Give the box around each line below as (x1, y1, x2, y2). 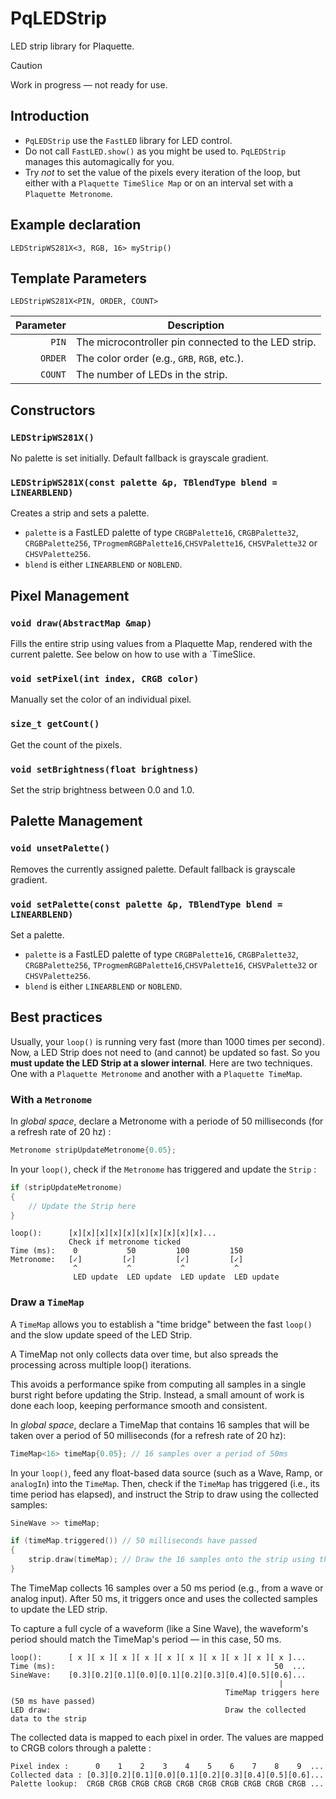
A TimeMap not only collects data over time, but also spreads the (10, 1348, 279, 1360)
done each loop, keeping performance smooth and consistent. (10, 1399, 268, 1411)
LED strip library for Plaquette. (10, 40, 135, 52)
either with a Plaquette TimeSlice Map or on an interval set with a (24, 177, 294, 189)
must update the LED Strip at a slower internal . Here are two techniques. (10, 1057, 313, 1069)
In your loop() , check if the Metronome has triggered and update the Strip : (10, 1163, 317, 1175)
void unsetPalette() (10, 843, 111, 854)
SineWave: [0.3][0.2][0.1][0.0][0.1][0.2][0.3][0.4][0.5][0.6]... (10, 1670, 307, 1680)
